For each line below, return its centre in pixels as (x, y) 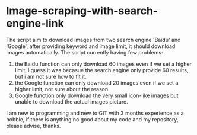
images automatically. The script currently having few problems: (85, 52)
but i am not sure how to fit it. (51, 76)
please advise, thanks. (34, 126)
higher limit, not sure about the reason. (62, 89)
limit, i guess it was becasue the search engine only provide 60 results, (101, 70)
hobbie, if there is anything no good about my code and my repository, (92, 119)
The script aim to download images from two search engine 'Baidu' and (93, 40)
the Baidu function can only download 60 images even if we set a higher (103, 64)
